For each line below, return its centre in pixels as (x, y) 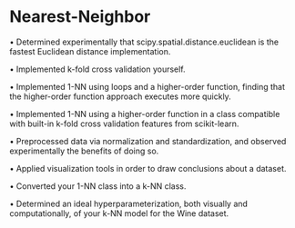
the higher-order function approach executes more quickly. (121, 96)
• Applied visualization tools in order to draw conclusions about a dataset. (148, 168)
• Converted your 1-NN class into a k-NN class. (98, 186)
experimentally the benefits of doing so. (84, 151)
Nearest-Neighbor (80, 17)
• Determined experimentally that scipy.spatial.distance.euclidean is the (144, 42)
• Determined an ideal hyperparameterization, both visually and (129, 203)
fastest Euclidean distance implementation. (90, 51)
